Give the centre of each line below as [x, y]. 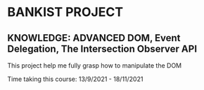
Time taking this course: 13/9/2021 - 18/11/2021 [75, 79]
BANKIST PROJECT [65, 12]
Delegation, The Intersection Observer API [102, 48]
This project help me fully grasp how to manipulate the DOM [94, 66]
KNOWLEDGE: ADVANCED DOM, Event [94, 38]
